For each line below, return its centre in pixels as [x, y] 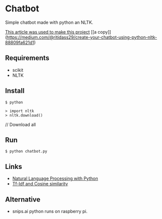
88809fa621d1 [20, 42]
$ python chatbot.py [26, 152]
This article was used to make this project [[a [51, 32]
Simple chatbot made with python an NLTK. [49, 22]
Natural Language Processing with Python [55, 178]
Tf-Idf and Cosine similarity [40, 184]
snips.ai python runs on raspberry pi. [50, 211]
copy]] [104, 32]
